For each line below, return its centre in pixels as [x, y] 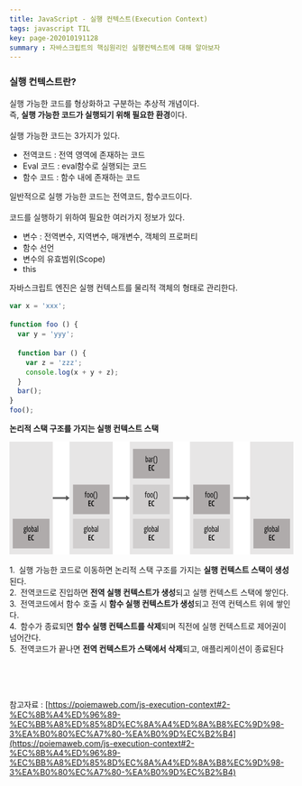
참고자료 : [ [29, 705]
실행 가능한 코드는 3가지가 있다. [64, 135]
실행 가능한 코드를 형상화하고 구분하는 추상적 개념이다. [105, 103]
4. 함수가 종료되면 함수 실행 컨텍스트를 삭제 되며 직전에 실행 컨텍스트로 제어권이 [148, 626]
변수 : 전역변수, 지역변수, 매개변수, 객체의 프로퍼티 [110, 236]
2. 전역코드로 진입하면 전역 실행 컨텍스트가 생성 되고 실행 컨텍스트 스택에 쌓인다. [149, 593]
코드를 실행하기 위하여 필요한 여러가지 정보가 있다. [97, 217]
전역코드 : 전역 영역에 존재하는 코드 [84, 154]
